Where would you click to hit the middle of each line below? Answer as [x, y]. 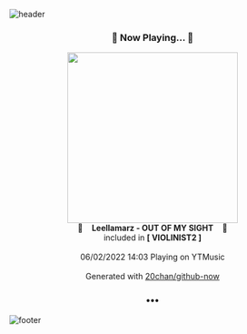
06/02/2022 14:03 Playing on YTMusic [153, 257]
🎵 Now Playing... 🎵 [153, 37]
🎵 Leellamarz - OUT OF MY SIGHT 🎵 [152, 228]
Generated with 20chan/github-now [153, 277]
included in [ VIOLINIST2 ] [153, 238]
